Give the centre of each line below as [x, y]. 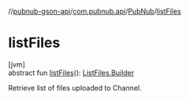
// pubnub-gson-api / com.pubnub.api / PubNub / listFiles [94, 11]
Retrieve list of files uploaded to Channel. [75, 87]
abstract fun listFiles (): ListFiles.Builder [71, 73]
